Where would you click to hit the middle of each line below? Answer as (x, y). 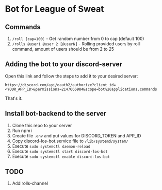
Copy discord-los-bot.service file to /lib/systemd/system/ (70, 141)
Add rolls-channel (30, 183)
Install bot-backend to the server (56, 114)
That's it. (14, 98)
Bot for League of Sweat (55, 9)
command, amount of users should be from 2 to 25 (63, 49)
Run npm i (22, 131)
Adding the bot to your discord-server (64, 64)
